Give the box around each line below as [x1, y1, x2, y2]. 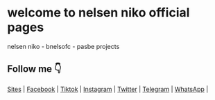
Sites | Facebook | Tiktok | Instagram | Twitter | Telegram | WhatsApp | [7, 85, 209, 93]
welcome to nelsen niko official [7, 5, 190, 21]
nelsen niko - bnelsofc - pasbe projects [7, 42, 120, 50]
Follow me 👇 [7, 63, 62, 75]
